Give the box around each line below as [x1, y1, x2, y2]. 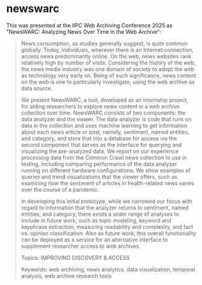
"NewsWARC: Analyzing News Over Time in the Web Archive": [6, 28, 162, 35]
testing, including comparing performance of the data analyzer [21, 160, 177, 168]
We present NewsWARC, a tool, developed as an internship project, [21, 96, 189, 104]
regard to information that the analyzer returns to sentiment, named [21, 204, 189, 211]
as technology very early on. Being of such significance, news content [21, 72, 197, 79]
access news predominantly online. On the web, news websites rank [21, 52, 192, 60]
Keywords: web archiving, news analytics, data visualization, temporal [21, 266, 195, 273]
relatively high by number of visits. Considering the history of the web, [21, 59, 196, 66]
